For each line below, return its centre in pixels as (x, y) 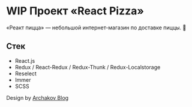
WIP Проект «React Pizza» (75, 11)
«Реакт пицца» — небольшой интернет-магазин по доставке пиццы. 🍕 (96, 27)
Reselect (26, 74)
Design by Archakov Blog (37, 97)
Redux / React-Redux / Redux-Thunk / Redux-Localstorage (88, 67)
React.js (25, 60)
